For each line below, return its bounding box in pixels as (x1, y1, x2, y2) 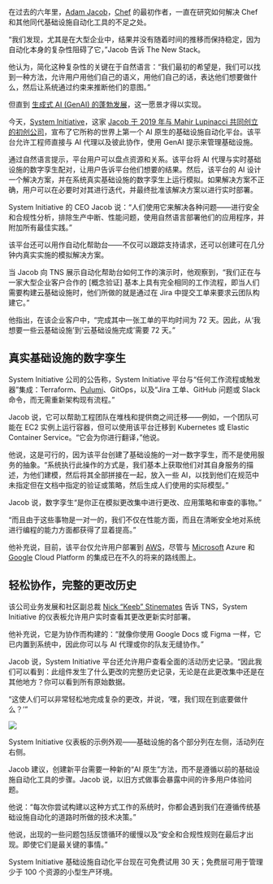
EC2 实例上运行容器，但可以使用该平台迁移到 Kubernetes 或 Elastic (24, 422, 249, 432)
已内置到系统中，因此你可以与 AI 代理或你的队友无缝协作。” (8, 639, 205, 649)
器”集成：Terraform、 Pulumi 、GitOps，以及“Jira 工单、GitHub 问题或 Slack (8, 385, 261, 394)
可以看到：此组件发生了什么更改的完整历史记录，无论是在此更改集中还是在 (15, 666, 265, 677)
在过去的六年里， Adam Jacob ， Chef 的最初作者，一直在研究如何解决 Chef (8, 7, 258, 16)
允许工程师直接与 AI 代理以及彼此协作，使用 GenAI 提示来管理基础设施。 (15, 137, 258, 146)
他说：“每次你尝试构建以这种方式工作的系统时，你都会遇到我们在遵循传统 (8, 802, 254, 812)
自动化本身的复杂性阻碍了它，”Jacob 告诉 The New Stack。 (8, 45, 206, 54)
